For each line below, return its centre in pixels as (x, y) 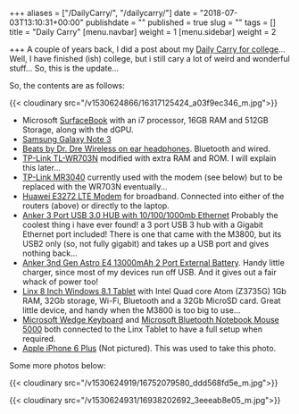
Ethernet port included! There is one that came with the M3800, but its (152, 234)
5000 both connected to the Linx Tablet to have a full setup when (142, 329)
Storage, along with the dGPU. (78, 130)
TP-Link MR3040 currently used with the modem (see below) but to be (152, 177)
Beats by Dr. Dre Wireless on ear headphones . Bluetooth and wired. (146, 148)
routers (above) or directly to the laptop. (96, 206)
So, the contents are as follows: (67, 85)
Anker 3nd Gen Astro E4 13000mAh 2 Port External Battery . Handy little (154, 262)
